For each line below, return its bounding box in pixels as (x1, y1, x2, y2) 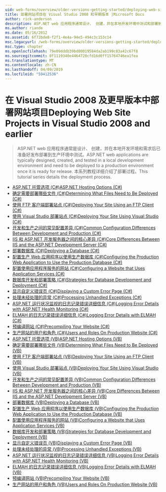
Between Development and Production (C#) (12, 230, 101, 236)
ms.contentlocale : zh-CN (5, 62, 56, 67)
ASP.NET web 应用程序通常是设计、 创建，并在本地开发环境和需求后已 (17, 145, 161, 151)
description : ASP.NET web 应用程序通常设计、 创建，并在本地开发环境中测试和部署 (5, 21, 159, 26)
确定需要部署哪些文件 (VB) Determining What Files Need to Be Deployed (12, 342, 158, 348)
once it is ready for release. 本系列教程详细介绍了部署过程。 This (17, 168, 148, 174)
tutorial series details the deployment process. (17, 174, 112, 180)
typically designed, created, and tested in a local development (17, 157, 144, 163)
